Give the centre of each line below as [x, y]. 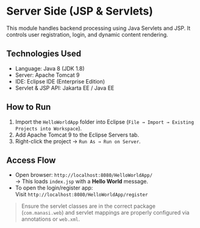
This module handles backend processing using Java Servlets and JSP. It [98, 28]
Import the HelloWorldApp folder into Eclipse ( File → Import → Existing [104, 122]
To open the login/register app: [54, 188]
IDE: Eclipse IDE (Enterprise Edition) [60, 81]
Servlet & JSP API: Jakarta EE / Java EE [65, 88]
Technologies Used [44, 54]
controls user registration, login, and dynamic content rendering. [87, 34]
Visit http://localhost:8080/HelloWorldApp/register [81, 194]
